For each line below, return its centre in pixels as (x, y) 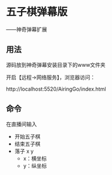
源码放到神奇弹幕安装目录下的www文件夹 (56, 64)
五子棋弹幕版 (37, 12)
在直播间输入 (21, 124)
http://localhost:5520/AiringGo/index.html (56, 89)
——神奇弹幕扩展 (27, 29)
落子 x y (24, 151)
